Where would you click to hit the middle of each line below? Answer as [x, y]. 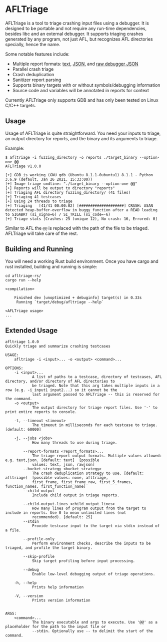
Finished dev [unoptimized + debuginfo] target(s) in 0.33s [78, 297]
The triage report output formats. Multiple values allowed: [97, 456]
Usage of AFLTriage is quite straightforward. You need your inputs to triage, [83, 133]
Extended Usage [31, 330]
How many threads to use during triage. [74, 443]
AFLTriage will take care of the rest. [42, 233]
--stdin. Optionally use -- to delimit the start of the [92, 631]
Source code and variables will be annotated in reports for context [80, 90]
